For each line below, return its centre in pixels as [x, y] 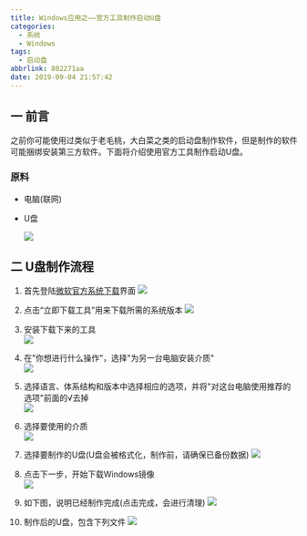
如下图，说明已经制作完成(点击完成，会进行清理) [114, 502]
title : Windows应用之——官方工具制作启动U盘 [86, 18]
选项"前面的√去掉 [56, 397]
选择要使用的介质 [56, 426]
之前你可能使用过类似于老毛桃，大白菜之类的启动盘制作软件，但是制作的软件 [154, 140]
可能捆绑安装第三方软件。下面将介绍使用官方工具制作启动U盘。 [129, 151]
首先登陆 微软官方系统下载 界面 [79, 290]
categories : [33, 26]
